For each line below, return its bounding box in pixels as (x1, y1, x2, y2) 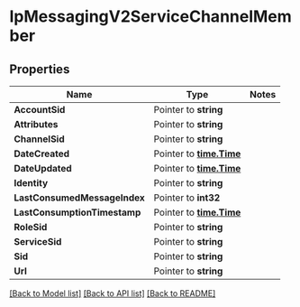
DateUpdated (14, 163, 72, 174)
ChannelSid (14, 133, 65, 145)
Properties (9, 61, 70, 77)
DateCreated (14, 147, 70, 160)
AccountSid (14, 104, 66, 116)
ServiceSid (14, 236, 62, 247)
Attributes (14, 118, 59, 130)
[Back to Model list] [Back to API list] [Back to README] (9, 288, 216, 299)
